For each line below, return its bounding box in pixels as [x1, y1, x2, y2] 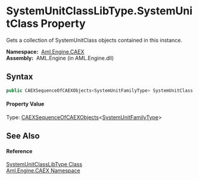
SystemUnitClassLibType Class [6, 161, 82, 168]
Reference [6, 147, 33, 154]
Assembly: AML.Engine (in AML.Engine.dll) [6, 54, 114, 61]
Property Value [6, 100, 45, 108]
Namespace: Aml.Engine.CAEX [6, 48, 85, 55]
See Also [6, 131, 40, 141]
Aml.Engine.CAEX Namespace [6, 167, 80, 174]
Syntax [6, 72, 33, 82]
